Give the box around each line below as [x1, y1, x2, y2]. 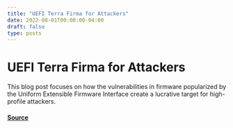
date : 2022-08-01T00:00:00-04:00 [7, 17, 104, 24]
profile [7, 97, 26, 106]
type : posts [7, 29, 42, 37]
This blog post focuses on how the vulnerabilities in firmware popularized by [7, 83, 227, 91]
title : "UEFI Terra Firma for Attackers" [7, 10, 129, 17]
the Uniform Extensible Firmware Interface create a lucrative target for [7, 90, 209, 98]
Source [7, 113, 29, 122]
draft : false [7, 23, 45, 30]
